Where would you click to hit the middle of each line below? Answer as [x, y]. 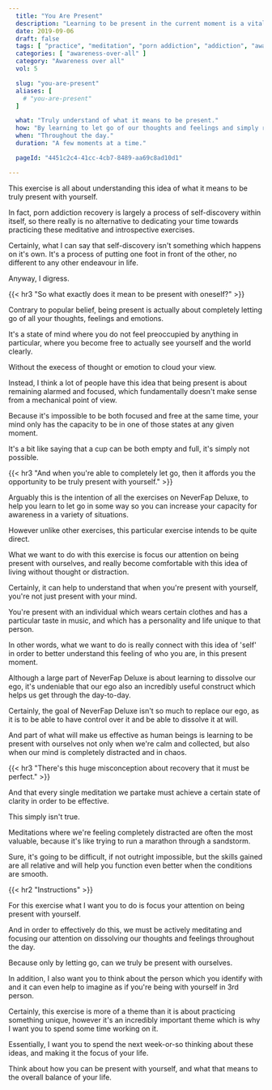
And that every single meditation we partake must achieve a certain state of [134, 792]
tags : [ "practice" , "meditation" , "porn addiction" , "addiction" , [132, 46]
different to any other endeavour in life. [74, 262]
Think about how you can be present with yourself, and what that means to [133, 1068]
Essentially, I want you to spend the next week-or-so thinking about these [131, 1044]
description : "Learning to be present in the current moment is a [130, 24]
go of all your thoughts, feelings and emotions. [86, 318]
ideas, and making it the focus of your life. [79, 1053]
